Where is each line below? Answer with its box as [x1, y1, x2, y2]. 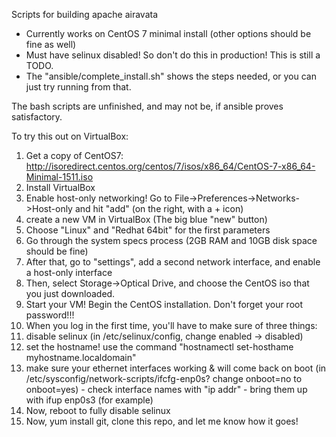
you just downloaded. [25, 288, 116, 299]
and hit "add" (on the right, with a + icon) [74, 203, 244, 214]
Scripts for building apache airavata [11, 9, 159, 20]
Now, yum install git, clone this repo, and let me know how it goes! [25, 415, 299, 427]
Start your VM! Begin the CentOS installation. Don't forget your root [25, 299, 304, 310]
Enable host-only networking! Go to [25, 192, 173, 204]
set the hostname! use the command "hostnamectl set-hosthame [25, 341, 294, 353]
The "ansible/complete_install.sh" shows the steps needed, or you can [25, 70, 317, 82]
